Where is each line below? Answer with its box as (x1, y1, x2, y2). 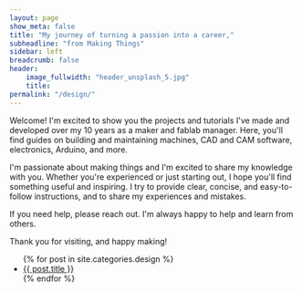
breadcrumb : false (9, 56, 79, 65)
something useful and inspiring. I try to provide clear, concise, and (9, 181, 258, 192)
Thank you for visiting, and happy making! (9, 235, 168, 246)
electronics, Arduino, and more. (9, 143, 128, 155)
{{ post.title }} (22, 263, 75, 274)
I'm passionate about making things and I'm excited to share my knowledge (9, 162, 294, 172)
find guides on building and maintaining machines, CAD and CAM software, (9, 134, 293, 145)
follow (9, 191, 33, 202)
